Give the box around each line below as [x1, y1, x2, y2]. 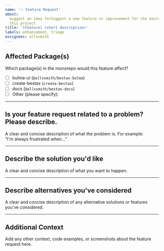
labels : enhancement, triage [5, 30, 64, 35]
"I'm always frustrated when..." [5, 136, 67, 142]
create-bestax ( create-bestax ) [12, 80, 74, 86]
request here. [5, 241, 32, 247]
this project [9, 20, 36, 26]
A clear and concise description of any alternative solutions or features [5, 199, 148, 205]
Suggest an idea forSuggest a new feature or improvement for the [9, 16, 147, 21]
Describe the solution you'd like [5, 154, 103, 163]
